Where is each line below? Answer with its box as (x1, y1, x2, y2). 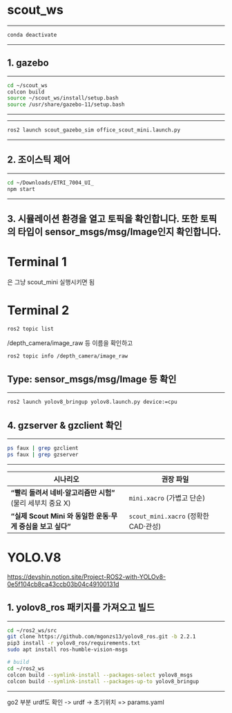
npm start (7, 185, 36, 192)
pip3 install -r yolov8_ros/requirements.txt (7, 640, 140, 647)
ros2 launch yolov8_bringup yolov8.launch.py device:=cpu (7, 398, 177, 406)
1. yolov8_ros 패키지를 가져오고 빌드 (7, 602, 155, 613)
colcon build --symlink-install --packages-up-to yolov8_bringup (7, 678, 199, 685)
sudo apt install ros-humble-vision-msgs (7, 646, 128, 654)
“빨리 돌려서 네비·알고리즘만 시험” (10, 488, 115, 497)
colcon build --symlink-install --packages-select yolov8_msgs (7, 672, 193, 678)
